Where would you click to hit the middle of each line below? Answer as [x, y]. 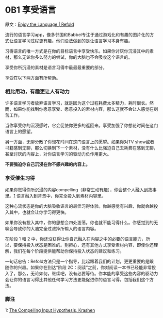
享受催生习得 [20, 178]
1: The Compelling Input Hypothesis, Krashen [50, 310]
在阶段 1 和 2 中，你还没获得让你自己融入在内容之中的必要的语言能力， [75, 239]
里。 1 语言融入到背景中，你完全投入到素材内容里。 [55, 196]
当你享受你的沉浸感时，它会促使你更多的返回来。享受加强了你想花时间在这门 [81, 126]
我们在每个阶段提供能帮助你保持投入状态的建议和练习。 [69, 251]
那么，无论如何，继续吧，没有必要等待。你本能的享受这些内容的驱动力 [88, 273]
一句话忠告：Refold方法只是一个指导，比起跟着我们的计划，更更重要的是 [77, 261]
